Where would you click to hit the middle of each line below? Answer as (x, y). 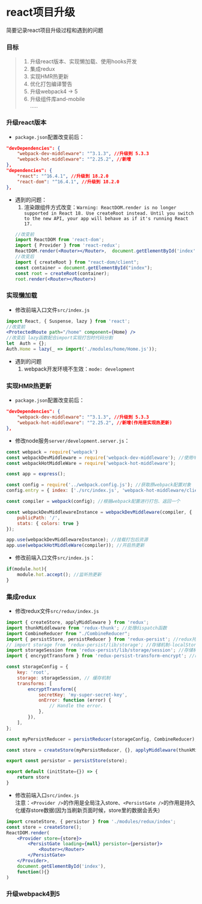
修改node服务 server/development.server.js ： (72, 440)
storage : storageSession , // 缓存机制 (64, 678)
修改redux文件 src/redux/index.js (57, 611)
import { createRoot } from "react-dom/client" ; (77, 262)
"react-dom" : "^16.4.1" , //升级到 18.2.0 (68, 182)
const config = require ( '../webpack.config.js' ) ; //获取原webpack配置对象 (99, 485)
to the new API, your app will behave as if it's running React (106, 218)
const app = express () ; (36, 474)
